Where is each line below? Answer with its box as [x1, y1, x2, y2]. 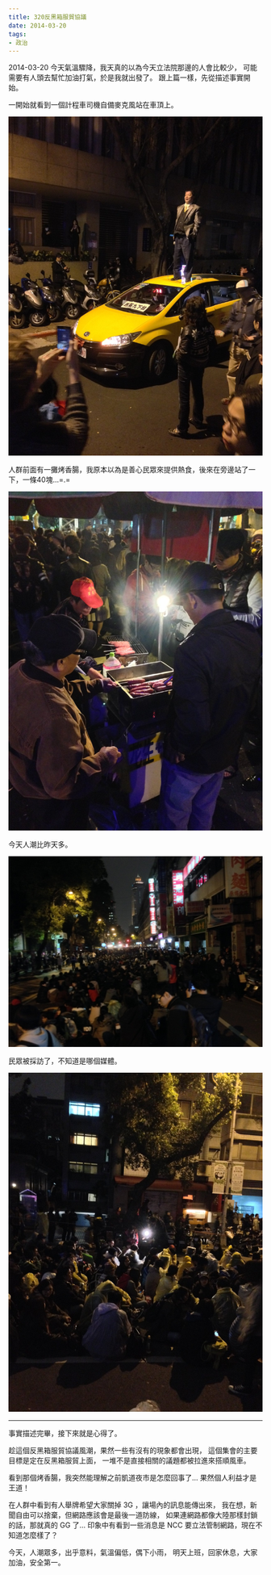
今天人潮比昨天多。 [8, 840, 73, 849]
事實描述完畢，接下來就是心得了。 [8, 1429, 122, 1439]
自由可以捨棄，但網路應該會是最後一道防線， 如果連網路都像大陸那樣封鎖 [15, 1510, 258, 1520]
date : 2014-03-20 [8, 21, 67, 30]
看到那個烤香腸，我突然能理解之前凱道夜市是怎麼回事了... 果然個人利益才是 [8, 1473, 257, 1483]
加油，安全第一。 [8, 1558, 65, 1568]
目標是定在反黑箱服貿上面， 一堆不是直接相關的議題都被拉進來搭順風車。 [8, 1456, 251, 1465]
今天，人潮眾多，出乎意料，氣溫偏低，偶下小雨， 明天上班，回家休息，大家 [8, 1548, 258, 1557]
